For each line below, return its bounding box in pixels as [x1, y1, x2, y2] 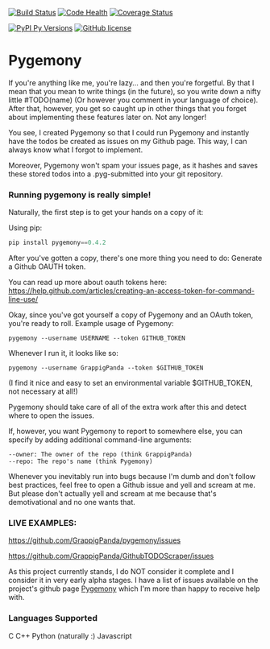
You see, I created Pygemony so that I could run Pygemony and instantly [8, 127, 250, 137]
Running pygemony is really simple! [8, 189, 152, 200]
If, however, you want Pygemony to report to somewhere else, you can [8, 427, 243, 436]
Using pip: [8, 223, 43, 233]
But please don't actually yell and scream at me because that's [8, 489, 217, 498]
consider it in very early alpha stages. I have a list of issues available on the [8, 576, 259, 585]
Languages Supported [8, 613, 98, 624]
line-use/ [8, 295, 39, 304]
